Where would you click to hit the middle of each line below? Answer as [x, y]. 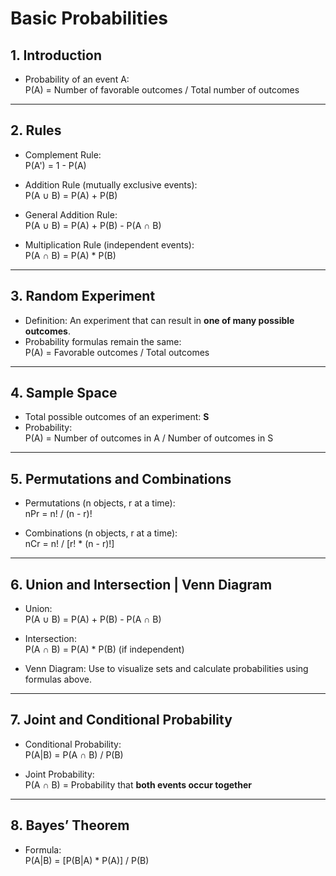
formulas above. [58, 679]
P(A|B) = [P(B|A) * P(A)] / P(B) [87, 860]
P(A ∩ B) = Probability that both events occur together [138, 784]
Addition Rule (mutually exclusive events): [111, 184]
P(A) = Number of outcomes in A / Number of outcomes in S [149, 438]
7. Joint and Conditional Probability [121, 720]
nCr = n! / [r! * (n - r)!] [69, 544]
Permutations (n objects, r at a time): [100, 503]
